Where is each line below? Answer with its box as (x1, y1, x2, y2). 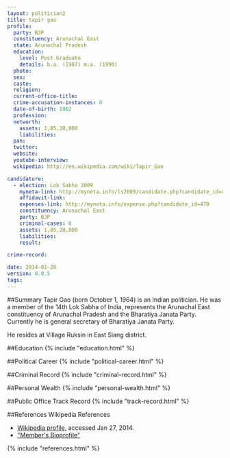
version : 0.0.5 (7, 270, 51, 278)
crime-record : (7, 252, 48, 258)
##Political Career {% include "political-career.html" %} (7, 357, 164, 365)
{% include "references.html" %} (7, 444, 101, 453)
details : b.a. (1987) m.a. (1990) (19, 61, 118, 68)
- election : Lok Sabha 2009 (13, 182, 94, 189)
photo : (13, 67, 32, 74)
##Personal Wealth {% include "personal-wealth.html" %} (7, 383, 171, 391)
